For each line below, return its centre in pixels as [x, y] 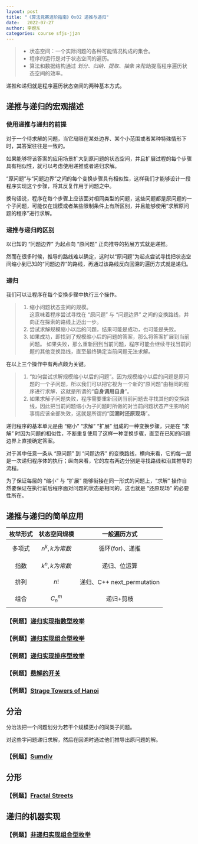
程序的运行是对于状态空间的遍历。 [71, 59]
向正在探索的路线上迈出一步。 [65, 322]
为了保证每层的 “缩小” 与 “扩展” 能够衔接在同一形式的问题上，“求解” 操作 [94, 481]
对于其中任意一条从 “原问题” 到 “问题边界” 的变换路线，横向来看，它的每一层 [99, 453]
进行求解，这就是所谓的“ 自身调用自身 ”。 [83, 391]
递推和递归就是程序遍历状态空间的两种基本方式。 [65, 86]
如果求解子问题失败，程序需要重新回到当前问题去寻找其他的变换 [107, 399]
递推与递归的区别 [30, 230]
